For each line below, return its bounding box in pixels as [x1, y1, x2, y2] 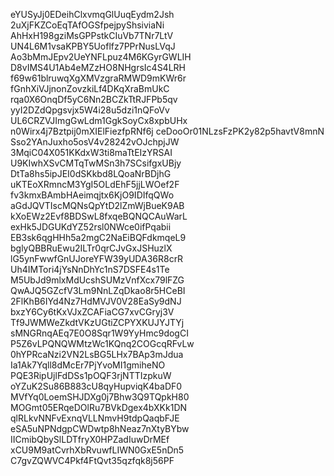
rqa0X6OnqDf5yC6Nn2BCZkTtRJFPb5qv [10, 94, 178, 105]
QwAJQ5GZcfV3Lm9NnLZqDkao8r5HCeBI [10, 285, 186, 296]
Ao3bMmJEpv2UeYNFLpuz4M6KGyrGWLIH [10, 51, 192, 63]
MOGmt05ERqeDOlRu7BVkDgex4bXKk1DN [10, 402, 188, 413]
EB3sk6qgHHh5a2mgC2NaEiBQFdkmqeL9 [10, 232, 187, 243]
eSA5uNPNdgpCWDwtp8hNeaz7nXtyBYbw [10, 423, 190, 434]
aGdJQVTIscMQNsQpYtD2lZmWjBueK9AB [10, 200, 185, 211]
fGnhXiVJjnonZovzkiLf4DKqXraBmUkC [10, 83, 170, 94]
